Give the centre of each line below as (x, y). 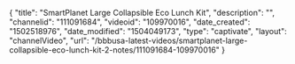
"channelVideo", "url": (50, 40)
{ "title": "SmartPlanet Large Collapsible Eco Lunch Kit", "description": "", (142, 13)
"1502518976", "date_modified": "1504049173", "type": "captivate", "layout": (148, 31)
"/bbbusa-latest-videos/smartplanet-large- (170, 40)
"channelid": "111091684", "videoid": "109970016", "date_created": (130, 22)
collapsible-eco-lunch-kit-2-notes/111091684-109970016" (114, 50)
